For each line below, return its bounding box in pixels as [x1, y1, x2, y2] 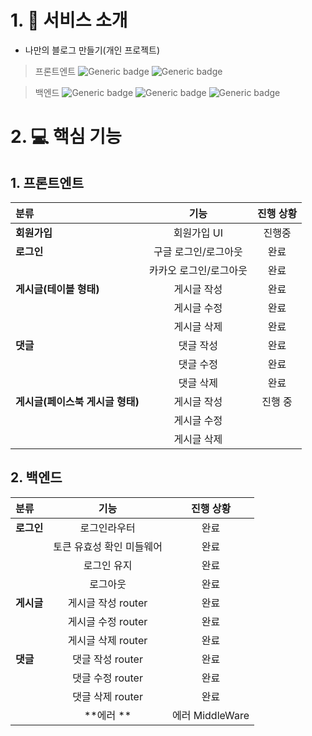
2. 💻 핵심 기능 [10, 126, 122, 148]
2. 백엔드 [10, 469, 63, 486]
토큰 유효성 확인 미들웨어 [53, 539, 163, 553]
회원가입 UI [173, 226, 224, 240]
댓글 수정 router [72, 671, 143, 685]
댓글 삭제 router [72, 689, 143, 703]
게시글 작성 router [67, 596, 148, 610]
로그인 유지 [83, 558, 133, 572]
